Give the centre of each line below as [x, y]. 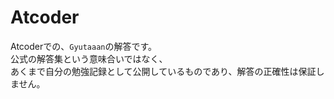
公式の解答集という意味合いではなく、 [89, 58]
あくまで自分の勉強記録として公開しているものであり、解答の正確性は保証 [163, 71]
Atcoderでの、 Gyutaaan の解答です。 [84, 46]
